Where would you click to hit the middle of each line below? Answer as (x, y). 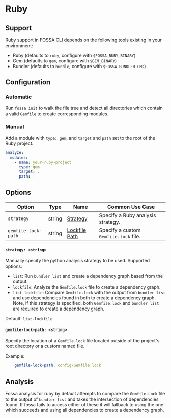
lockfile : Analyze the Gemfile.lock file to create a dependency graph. (87, 287)
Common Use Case (131, 207)
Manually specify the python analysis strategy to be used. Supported (78, 261)
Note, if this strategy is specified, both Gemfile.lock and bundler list (86, 303)
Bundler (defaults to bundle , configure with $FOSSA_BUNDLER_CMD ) (79, 66)
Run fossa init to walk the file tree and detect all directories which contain (84, 108)
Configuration (28, 82)
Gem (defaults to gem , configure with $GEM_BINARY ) (65, 61)
